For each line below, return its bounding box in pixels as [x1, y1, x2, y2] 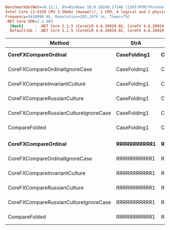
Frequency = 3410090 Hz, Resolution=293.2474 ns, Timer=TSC [5, 14, 130, 19]
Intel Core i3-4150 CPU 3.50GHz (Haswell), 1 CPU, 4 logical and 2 [5, 9, 151, 14]
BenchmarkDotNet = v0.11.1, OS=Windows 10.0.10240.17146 [5, 5, 123, 10]
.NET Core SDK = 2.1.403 [5, 19, 53, 24]
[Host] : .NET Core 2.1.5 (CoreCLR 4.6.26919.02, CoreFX [10, 23, 142, 28]
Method [50, 40, 69, 47]
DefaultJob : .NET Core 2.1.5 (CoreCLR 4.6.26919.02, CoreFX [10, 28, 142, 33]
